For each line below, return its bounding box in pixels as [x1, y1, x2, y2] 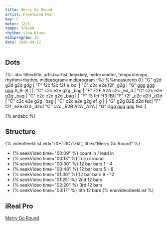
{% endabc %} [5, 113, 36, 119]
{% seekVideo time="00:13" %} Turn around [12, 156, 104, 162]
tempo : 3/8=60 [5, 26, 35, 31]
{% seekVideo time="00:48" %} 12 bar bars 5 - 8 [12, 166, 114, 172]
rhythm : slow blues [5, 30, 46, 35]
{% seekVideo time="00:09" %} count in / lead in [12, 150, 114, 156]
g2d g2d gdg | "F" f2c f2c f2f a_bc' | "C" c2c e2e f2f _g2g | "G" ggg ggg [5, 82, 155, 88]
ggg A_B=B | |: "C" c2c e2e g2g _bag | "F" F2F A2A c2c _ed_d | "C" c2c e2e [5, 87, 163, 93]
